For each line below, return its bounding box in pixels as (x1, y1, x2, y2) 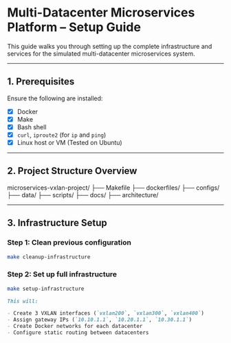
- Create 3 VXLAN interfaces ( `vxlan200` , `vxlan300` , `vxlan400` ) (7, 310, 205, 317)
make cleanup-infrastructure (7, 253, 91, 261)
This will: (7, 298, 38, 305)
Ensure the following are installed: (7, 94, 103, 102)
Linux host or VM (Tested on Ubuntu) (16, 139, 122, 146)
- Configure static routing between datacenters (7, 329, 149, 336)
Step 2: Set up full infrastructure (7, 269, 118, 279)
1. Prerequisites (7, 76, 75, 87)
